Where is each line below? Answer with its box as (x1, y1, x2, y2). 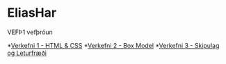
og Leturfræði (7, 49, 47, 57)
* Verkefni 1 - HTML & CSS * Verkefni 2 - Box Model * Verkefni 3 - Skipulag (7, 41, 220, 49)
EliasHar (7, 5, 57, 21)
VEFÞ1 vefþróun (7, 28, 54, 36)
